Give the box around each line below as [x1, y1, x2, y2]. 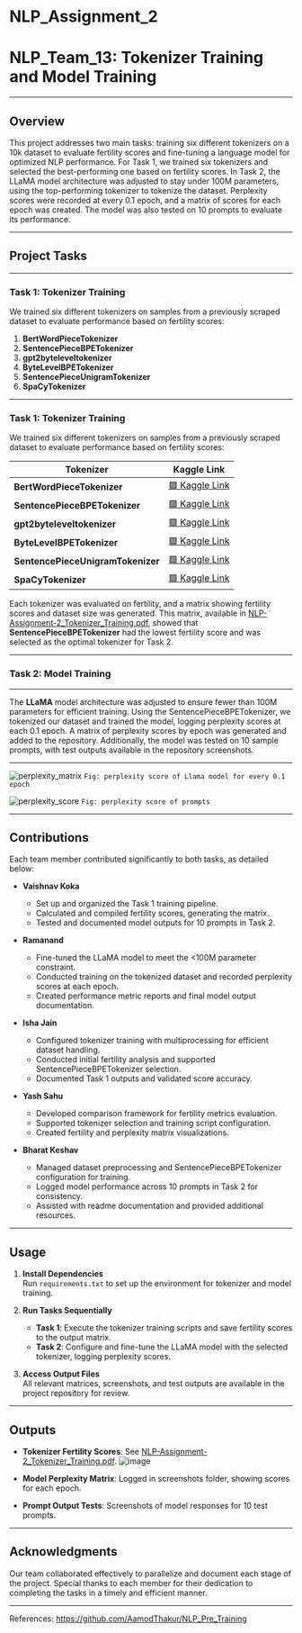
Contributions [9, 830, 89, 845]
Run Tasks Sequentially [22, 1305, 112, 1316]
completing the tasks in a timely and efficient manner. [9, 1587, 209, 1598]
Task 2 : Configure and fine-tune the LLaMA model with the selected [35, 1341, 289, 1352]
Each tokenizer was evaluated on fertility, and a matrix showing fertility [9, 599, 271, 609]
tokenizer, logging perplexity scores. [35, 1351, 171, 1362]
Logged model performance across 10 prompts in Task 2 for [35, 1181, 259, 1192]
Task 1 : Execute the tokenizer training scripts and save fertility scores [35, 1322, 293, 1333]
